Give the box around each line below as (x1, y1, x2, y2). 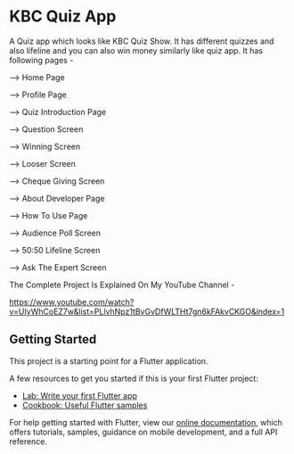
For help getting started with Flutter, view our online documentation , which (9, 417, 283, 427)
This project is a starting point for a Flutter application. (9, 355, 208, 367)
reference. (9, 435, 47, 447)
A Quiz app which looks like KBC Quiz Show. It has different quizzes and (9, 36, 274, 46)
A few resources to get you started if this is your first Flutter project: (9, 373, 258, 384)
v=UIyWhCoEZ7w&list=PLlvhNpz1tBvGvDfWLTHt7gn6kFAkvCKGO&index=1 (9, 306, 285, 317)
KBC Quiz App (9, 6, 117, 27)
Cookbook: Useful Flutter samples (21, 400, 148, 410)
